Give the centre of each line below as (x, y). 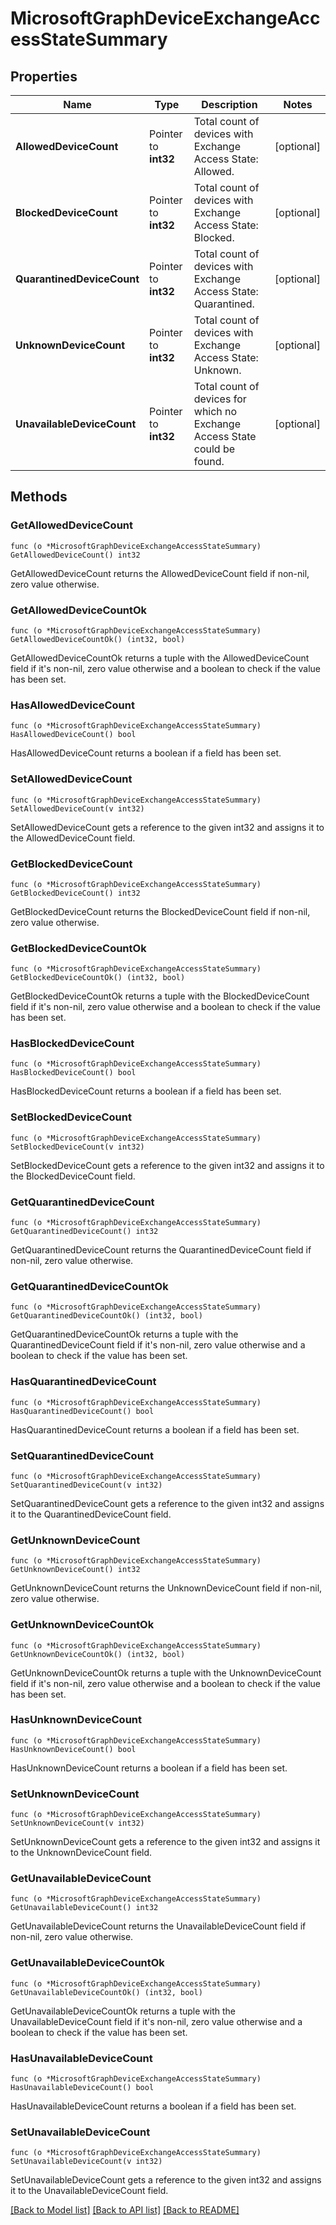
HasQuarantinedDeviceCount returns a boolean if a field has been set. (155, 1429)
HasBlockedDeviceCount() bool (73, 1073)
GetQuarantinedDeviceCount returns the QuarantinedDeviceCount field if (161, 1250)
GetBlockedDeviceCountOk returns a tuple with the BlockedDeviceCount (160, 996)
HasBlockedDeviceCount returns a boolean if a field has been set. (146, 1091)
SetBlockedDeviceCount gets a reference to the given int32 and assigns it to (167, 1165)
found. (209, 461)
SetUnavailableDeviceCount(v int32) (86, 2162)
